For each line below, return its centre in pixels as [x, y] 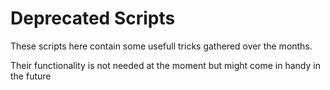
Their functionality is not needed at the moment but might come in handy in [165, 65]
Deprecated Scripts [93, 18]
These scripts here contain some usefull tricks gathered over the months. [161, 46]
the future [31, 76]
